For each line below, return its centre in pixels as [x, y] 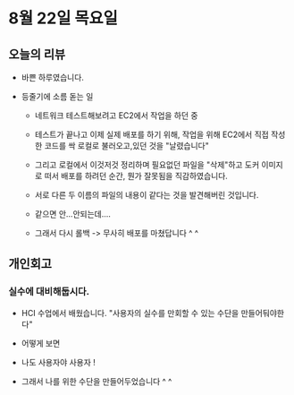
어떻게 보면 [41, 343]
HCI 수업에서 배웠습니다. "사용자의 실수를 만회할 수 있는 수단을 [130, 313]
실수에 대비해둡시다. [49, 292]
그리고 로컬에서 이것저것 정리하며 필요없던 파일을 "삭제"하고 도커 [147, 165]
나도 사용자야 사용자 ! [58, 362]
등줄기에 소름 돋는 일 [57, 96]
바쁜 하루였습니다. [52, 77]
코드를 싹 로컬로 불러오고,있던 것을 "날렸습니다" [126, 146]
